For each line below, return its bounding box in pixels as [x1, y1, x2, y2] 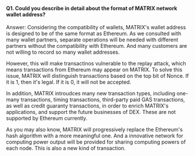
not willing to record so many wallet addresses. [6, 48, 120, 56]
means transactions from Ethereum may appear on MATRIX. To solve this [6, 66, 183, 73]
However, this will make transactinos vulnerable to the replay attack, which [6, 60, 186, 67]
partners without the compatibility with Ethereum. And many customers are [6, 43, 187, 50]
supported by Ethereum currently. [6, 115, 88, 122]
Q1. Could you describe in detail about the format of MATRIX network [6, 5, 177, 12]
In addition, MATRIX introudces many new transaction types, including [6, 90, 176, 97]
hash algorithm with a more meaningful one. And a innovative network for [6, 132, 183, 140]
